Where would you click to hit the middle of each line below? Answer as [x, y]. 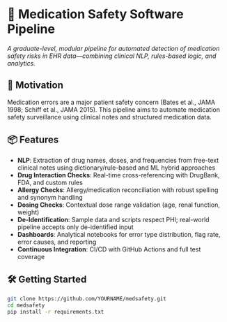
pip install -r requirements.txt [56, 312]
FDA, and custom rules [50, 182]
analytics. [22, 63]
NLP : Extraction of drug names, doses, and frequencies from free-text [118, 160]
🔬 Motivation [36, 86]
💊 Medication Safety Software [96, 14]
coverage [31, 256]
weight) [28, 212]
